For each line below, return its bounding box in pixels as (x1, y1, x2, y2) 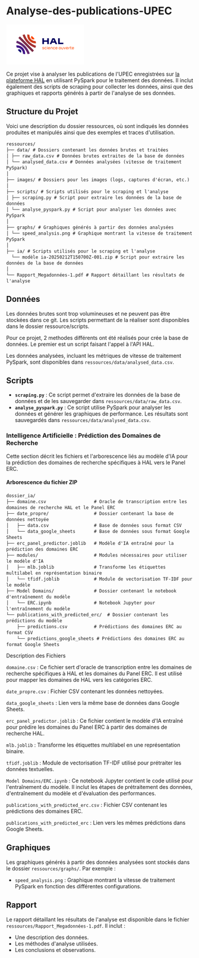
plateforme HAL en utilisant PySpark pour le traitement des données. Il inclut (6, 76, 194, 84)
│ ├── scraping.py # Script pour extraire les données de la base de (6, 195, 182, 201)
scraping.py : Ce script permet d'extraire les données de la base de (14, 391, 181, 398)
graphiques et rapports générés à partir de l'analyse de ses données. (6, 89, 176, 96)
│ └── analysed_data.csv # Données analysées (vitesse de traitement (6, 159, 182, 165)
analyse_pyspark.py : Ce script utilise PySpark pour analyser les (14, 404, 171, 411)
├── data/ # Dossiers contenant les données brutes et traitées (6, 147, 169, 153)
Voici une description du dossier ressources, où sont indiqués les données (6, 122, 189, 129)
